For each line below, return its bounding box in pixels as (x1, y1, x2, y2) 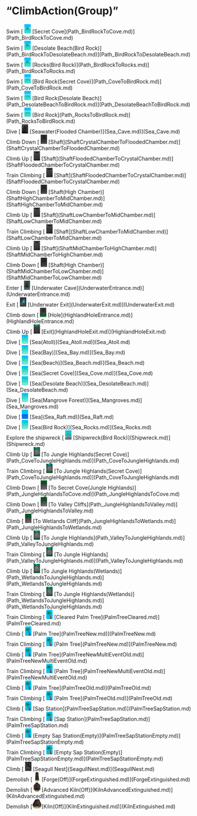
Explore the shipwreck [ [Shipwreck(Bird (6, 434, 113, 441)
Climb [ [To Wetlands (6, 517, 65, 524)
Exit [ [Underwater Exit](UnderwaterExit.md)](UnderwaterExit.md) (6, 301, 175, 308)
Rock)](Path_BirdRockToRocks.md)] (62, 61, 150, 68)
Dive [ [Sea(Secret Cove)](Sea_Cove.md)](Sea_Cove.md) (6, 369, 153, 377)
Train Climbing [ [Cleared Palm (6, 613, 89, 620)
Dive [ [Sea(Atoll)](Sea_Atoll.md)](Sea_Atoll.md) (6, 338, 131, 345)
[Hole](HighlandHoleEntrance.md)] (47, 311, 133, 318)
